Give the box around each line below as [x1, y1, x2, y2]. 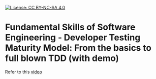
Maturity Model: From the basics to [5, 42, 152, 54]
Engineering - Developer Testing [5, 32, 141, 43]
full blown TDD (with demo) [5, 53, 119, 64]
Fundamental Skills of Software [5, 22, 136, 33]
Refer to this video [5, 69, 42, 75]
